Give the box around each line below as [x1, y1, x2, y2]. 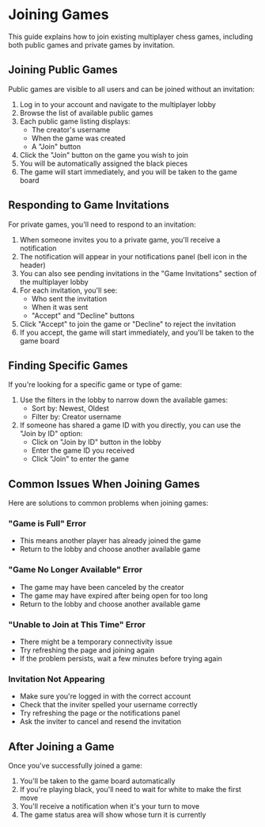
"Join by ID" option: [19, 429, 83, 438]
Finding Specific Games [8, 358, 128, 372]
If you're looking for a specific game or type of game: [8, 380, 182, 389]
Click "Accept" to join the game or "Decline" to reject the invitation [19, 319, 236, 328]
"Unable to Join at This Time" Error [8, 618, 146, 630]
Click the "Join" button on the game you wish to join [19, 150, 188, 159]
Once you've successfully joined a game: [8, 761, 142, 771]
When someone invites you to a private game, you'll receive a [19, 235, 221, 244]
